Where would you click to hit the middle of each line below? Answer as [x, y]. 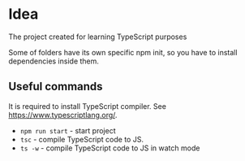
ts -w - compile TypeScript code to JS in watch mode [110, 148]
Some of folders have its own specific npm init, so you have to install [123, 52]
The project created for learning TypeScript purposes [98, 37]
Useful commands [56, 87]
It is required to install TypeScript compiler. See [87, 106]
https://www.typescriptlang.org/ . [63, 115]
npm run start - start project [68, 130]
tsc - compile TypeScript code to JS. [82, 139]
